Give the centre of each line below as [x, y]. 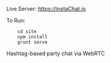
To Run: [16, 20]
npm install [32, 37]
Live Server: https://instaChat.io [46, 9]
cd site [27, 31]
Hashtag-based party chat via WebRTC [56, 53]
